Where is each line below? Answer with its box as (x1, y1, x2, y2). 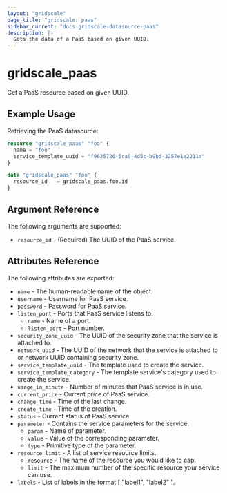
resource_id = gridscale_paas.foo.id (13, 178, 128, 185)
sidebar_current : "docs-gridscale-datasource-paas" (7, 23, 159, 30)
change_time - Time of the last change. (17, 397, 127, 405)
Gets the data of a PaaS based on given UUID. (13, 36, 150, 43)
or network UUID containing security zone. (17, 353, 139, 361)
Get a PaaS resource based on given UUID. (7, 88, 130, 97)
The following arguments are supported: (7, 222, 122, 230)
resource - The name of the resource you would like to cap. (27, 456, 197, 464)
